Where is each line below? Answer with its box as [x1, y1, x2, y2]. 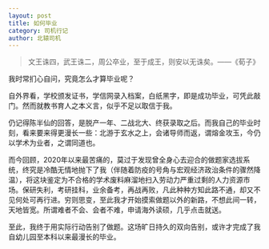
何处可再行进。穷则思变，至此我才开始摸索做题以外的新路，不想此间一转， [14, 195, 261, 205]
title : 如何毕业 [8, 19, 58, 27]
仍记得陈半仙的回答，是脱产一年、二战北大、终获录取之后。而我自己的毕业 [8, 118, 254, 128]
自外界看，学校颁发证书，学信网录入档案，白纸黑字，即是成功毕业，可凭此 [8, 91, 254, 101]
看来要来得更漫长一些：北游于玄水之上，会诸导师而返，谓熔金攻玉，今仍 [22, 128, 261, 138]
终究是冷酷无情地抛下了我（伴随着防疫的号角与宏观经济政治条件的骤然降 [22, 165, 261, 175]
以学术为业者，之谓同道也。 [8, 138, 100, 148]
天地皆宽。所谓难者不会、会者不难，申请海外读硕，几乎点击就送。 [8, 205, 226, 215]
